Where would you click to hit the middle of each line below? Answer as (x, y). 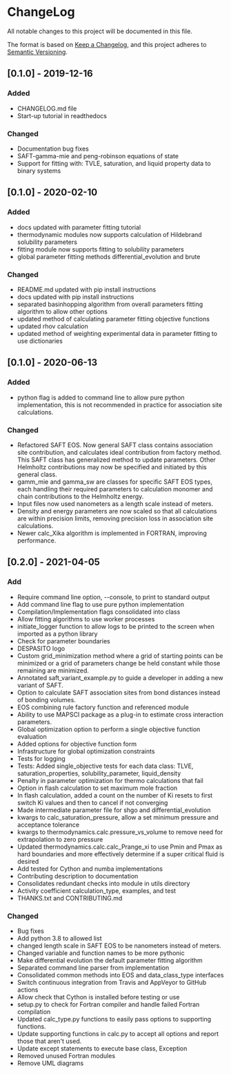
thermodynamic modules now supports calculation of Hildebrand (109, 234)
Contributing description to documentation (78, 876)
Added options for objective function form (77, 744)
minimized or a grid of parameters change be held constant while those (119, 663)
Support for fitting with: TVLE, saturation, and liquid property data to (114, 163)
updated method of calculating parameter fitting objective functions (113, 319)
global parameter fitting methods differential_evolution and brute (109, 256)
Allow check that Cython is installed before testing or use (98, 997)
